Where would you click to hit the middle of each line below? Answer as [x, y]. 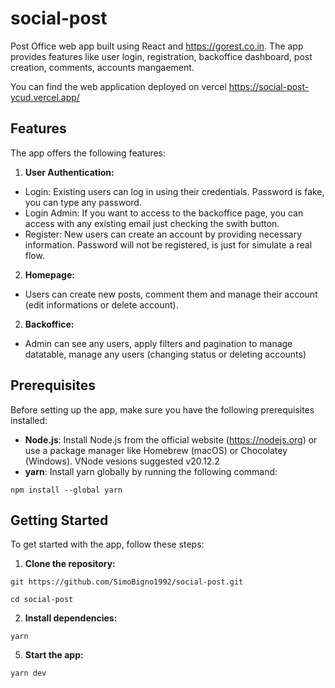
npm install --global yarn [66, 490]
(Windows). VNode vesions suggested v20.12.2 [122, 461]
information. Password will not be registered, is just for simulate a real [168, 244]
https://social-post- [269, 86]
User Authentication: [69, 172]
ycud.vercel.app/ [45, 97]
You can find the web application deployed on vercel [118, 86]
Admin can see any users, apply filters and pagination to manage [158, 343]
